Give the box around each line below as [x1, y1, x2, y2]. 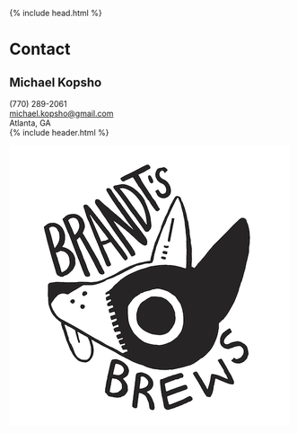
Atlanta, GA [9, 118, 51, 128]
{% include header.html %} [9, 128, 109, 137]
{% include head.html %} [9, 8, 102, 18]
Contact [9, 40, 71, 59]
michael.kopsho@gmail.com [9, 108, 114, 119]
